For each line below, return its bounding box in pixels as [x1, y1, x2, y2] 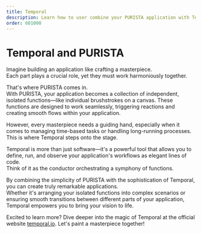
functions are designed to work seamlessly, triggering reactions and [6, 103, 176, 110]
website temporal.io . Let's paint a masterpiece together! [6, 220, 145, 228]
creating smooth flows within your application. [6, 110, 121, 117]
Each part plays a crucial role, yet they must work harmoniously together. [6, 72, 188, 79]
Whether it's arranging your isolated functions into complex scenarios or [6, 189, 186, 196]
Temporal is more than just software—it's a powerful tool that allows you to [6, 146, 192, 153]
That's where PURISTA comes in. [6, 84, 88, 91]
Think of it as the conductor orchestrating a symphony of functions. [6, 165, 174, 172]
